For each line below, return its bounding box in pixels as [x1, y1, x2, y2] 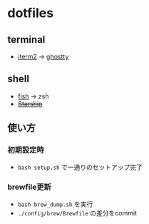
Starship [17, 99, 43, 108]
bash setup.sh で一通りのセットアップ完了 [17, 163, 143, 171]
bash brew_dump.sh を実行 [17, 200, 93, 208]
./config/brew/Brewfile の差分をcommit [17, 208, 138, 217]
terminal [7, 34, 46, 46]
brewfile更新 [7, 182, 51, 192]
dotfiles [7, 5, 54, 21]
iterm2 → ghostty [17, 52, 69, 61]
